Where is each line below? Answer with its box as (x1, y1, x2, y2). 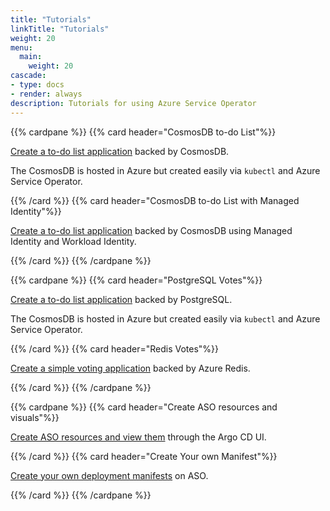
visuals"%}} (10, 411, 60, 423)
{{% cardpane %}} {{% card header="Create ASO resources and (10, 401, 278, 413)
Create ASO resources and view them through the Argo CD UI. (10, 431, 267, 443)
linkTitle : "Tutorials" (10, 24, 110, 34)
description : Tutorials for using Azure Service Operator (10, 98, 257, 108)
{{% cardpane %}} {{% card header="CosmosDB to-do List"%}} (10, 126, 277, 138)
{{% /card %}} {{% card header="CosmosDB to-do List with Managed (10, 194, 300, 206)
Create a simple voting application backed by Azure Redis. (10, 362, 251, 374)
